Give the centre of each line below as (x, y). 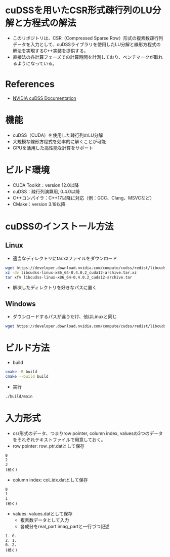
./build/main (19, 396)
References (30, 84)
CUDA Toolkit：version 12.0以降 (46, 185)
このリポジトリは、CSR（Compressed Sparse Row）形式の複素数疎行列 (88, 38)
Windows (20, 304)
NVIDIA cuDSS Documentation (45, 98)
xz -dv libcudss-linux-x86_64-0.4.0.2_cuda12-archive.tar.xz (71, 272)
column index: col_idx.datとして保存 (50, 480)
